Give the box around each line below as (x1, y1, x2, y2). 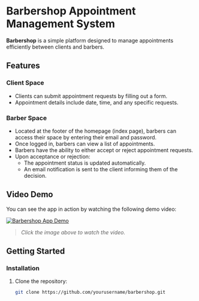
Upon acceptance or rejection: (14, 153, 91, 160)
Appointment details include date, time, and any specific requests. (14, 99, 179, 106)
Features (6, 61, 40, 71)
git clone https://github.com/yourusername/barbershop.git (14, 290, 166, 296)
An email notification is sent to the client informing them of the (23, 165, 178, 172)
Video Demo (6, 189, 53, 199)
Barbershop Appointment (6, 4, 136, 18)
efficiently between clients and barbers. (6, 43, 105, 50)
